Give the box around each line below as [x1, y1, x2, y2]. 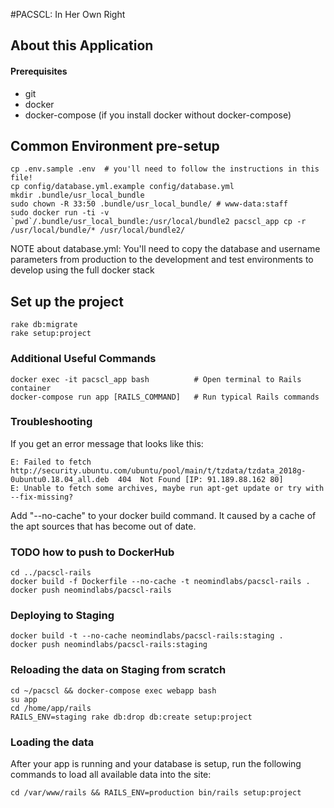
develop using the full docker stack [10, 264, 155, 276]
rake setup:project [10, 329, 92, 339]
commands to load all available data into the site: [10, 769, 212, 780]
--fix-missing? [10, 492, 74, 502]
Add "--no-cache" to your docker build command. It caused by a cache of [10, 509, 317, 521]
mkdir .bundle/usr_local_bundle [10, 190, 145, 201]
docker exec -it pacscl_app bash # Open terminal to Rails [10, 374, 302, 384]
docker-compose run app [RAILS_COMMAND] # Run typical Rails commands [10, 392, 320, 402]
